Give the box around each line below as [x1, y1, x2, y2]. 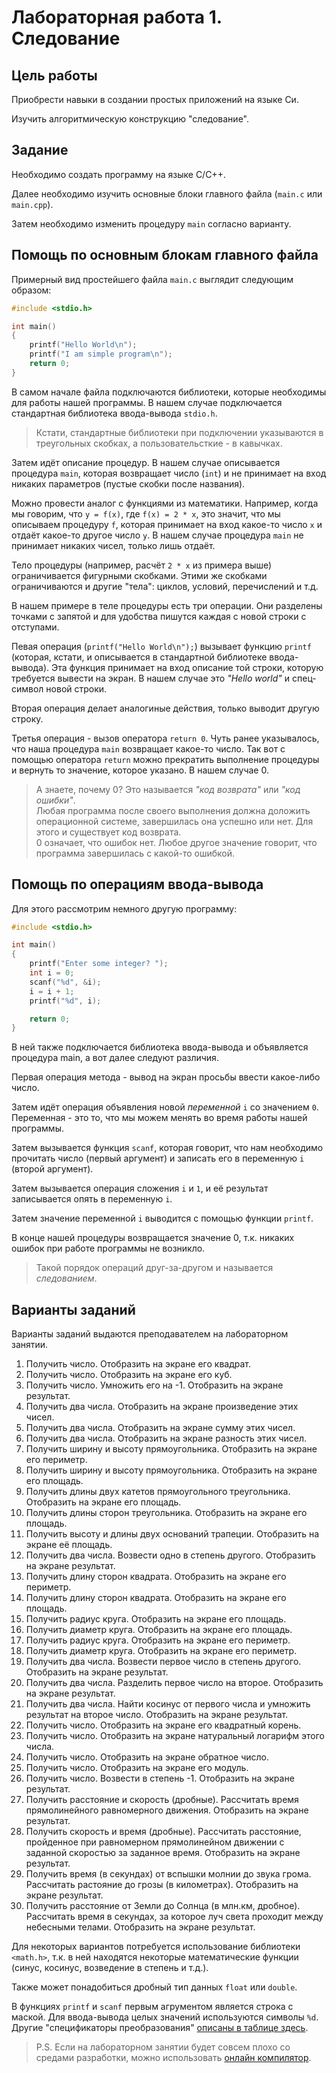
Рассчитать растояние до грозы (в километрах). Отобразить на [25, 1879, 299, 1891]
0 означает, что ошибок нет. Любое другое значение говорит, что [35, 836, 318, 848]
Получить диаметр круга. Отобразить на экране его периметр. [25, 1645, 298, 1657]
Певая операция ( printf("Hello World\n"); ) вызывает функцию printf [11, 640, 312, 652]
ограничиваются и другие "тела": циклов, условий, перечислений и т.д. [11, 580, 319, 592]
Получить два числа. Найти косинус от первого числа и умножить [25, 1698, 311, 1710]
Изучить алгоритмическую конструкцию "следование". [11, 113, 249, 125]
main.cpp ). [11, 198, 54, 210]
